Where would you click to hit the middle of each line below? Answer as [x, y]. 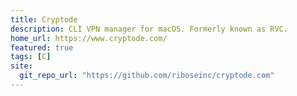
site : [21, 66]
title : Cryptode [44, 19]
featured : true [42, 47]
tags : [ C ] [31, 57]
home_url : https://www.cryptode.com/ [89, 38]
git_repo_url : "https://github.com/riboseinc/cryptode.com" [147, 76]
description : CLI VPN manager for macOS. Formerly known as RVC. [149, 29]
